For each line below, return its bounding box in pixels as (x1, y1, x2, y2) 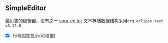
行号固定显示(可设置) (12, 32, 56, 39)
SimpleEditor (5, 4, 47, 12)
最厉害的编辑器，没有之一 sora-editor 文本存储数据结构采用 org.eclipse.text (5, 17, 164, 24)
